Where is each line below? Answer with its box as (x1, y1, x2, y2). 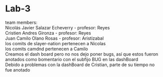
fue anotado (5, 67, 30, 73)
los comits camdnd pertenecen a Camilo (5, 46, 88, 52)
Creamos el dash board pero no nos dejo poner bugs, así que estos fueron (5, 51, 159, 57)
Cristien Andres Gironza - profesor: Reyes (5, 30, 91, 36)
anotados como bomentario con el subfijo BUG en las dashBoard (5, 56, 139, 62)
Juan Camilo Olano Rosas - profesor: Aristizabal (5, 35, 104, 41)
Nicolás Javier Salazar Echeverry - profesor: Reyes (5, 24, 110, 30)
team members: (5, 19, 37, 25)
